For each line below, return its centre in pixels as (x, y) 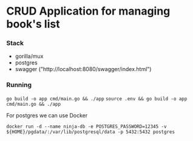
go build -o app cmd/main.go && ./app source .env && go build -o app (97, 98)
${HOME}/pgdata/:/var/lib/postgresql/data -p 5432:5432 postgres (90, 132)
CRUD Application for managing (88, 11)
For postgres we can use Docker (47, 115)
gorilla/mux (29, 57)
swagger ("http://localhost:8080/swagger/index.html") (83, 69)
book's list (33, 24)
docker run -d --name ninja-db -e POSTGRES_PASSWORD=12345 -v (86, 126)
